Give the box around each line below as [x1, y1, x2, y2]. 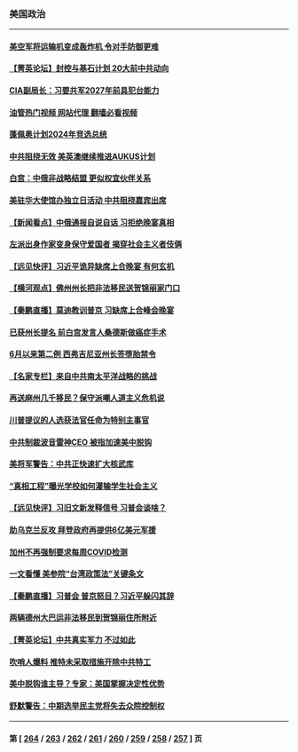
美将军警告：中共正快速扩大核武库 [9, 459, 134, 470]
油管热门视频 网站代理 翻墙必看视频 [9, 107, 137, 117]
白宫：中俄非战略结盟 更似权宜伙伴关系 [9, 173, 152, 184]
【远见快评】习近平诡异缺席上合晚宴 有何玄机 [9, 260, 175, 272]
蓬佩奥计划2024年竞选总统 [9, 129, 108, 139]
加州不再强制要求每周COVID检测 [9, 546, 129, 557]
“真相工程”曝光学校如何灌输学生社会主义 [9, 480, 158, 491]
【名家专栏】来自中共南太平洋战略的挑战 [9, 370, 157, 381]
